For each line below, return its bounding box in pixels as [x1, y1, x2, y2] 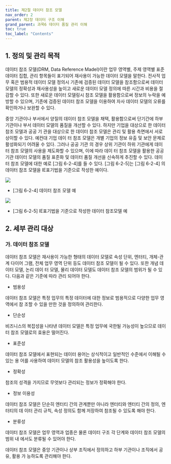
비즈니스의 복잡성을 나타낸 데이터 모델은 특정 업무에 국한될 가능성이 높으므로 [5, 322, 157, 329]
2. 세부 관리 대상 [5, 224, 54, 233]
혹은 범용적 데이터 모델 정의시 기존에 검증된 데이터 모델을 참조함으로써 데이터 [10, 79, 163, 85]
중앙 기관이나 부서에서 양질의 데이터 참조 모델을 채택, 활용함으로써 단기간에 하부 [5, 115, 163, 122]
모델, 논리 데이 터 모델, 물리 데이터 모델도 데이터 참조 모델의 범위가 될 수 [14, 266, 157, 272]
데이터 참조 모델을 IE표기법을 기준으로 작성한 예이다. [5, 167, 109, 173]
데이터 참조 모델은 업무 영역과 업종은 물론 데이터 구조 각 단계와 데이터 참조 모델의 [5, 429, 166, 435]
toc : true [5, 27, 27, 32]
